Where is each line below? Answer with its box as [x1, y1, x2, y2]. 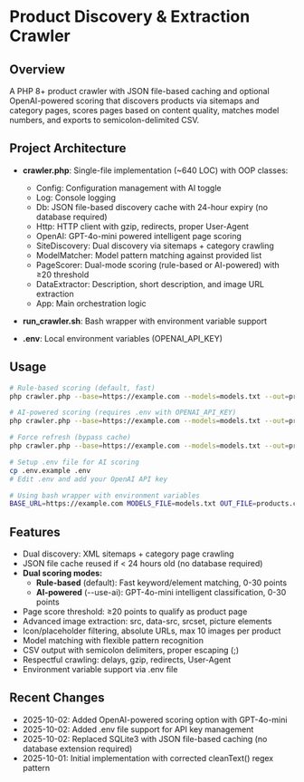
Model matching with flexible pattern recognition [22, 635, 204, 646]
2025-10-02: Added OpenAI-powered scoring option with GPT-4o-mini [22, 714, 288, 725]
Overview [9, 62, 66, 77]
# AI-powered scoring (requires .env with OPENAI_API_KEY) [9, 408, 237, 418]
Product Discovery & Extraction [9, 6, 251, 27]
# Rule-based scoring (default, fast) [9, 383, 156, 392]
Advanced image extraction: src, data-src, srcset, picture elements [22, 616, 272, 627]
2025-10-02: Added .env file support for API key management [22, 723, 254, 735]
